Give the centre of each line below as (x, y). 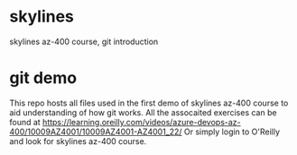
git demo (43, 78)
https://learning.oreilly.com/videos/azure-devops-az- (141, 122)
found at (25, 122)
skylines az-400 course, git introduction (84, 41)
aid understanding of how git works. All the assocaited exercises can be (143, 112)
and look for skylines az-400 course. (78, 141)
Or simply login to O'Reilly (232, 132)
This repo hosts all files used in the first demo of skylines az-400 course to (149, 103)
